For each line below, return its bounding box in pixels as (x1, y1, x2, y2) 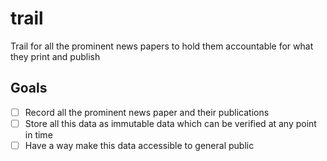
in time (24, 128, 53, 141)
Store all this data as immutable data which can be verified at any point (24, 117, 317, 129)
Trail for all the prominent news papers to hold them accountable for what (10, 40, 314, 52)
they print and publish (10, 50, 101, 62)
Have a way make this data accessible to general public (24, 139, 255, 151)
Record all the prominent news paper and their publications (24, 106, 270, 118)
